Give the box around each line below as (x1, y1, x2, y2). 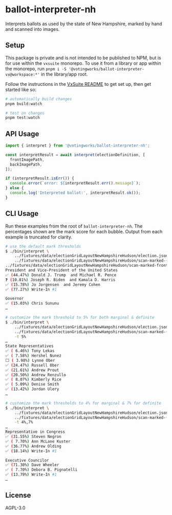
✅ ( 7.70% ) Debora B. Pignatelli (5, 467, 78, 472)
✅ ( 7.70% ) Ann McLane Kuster (5, 438, 71, 444)
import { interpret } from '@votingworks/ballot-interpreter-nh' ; (5, 143, 150, 149)
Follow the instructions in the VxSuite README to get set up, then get (5, 81, 152, 87)
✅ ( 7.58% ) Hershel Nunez (5, 353, 61, 358)
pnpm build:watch (5, 101, 42, 106)
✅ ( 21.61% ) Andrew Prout (5, 367, 59, 373)
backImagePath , (10, 162, 42, 167)
